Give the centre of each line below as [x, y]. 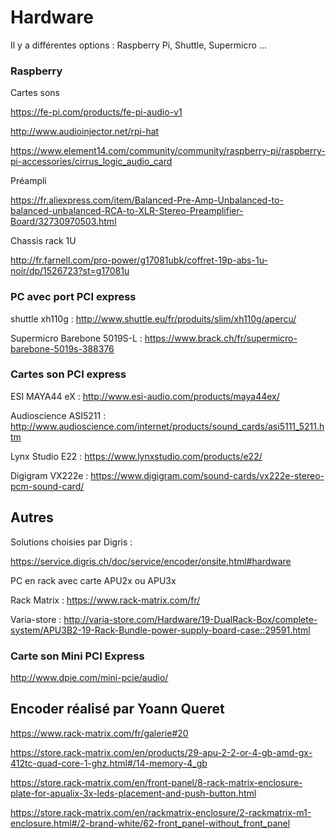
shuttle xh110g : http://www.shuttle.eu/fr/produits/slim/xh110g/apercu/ [153, 318]
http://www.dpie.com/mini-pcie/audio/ [89, 677]
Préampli [28, 181]
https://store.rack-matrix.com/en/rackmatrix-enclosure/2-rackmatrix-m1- [161, 812]
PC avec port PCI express [73, 297]
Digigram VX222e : [49, 475]
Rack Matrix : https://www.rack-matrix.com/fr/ [105, 600]
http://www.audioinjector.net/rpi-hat [85, 132]
